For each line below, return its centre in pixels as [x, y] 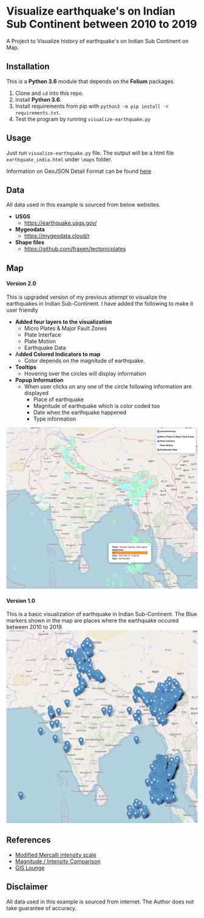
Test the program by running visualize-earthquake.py [83, 119]
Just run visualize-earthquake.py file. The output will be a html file [90, 153]
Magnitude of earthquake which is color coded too [97, 405]
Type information [55, 419]
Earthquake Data [45, 348]
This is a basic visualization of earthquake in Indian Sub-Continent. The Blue [102, 614]
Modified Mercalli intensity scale [56, 855]
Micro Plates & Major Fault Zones [66, 328]
